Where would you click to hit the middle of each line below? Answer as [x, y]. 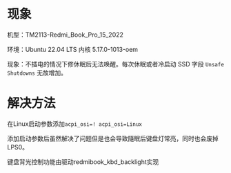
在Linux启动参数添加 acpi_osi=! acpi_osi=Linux [75, 124]
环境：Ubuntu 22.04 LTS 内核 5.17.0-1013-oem [73, 49]
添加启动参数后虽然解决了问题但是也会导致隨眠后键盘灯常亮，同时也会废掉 [113, 138]
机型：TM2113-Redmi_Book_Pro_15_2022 [66, 35]
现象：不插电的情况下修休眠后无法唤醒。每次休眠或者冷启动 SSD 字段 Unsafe [115, 64]
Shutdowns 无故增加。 [37, 73]
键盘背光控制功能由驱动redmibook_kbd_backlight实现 [83, 162]
